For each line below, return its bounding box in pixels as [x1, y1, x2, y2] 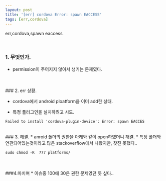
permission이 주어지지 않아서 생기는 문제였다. [12, 66, 103, 72]
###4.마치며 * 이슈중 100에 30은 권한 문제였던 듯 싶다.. [5, 170, 114, 176]
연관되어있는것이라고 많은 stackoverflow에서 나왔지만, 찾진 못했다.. [5, 140, 137, 146]
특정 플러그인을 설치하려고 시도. [12, 109, 74, 115]
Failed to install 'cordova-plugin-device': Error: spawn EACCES [5, 119, 144, 124]
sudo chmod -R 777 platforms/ [5, 150, 71, 155]
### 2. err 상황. [5, 87, 37, 94]
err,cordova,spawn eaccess [5, 31, 63, 37]
